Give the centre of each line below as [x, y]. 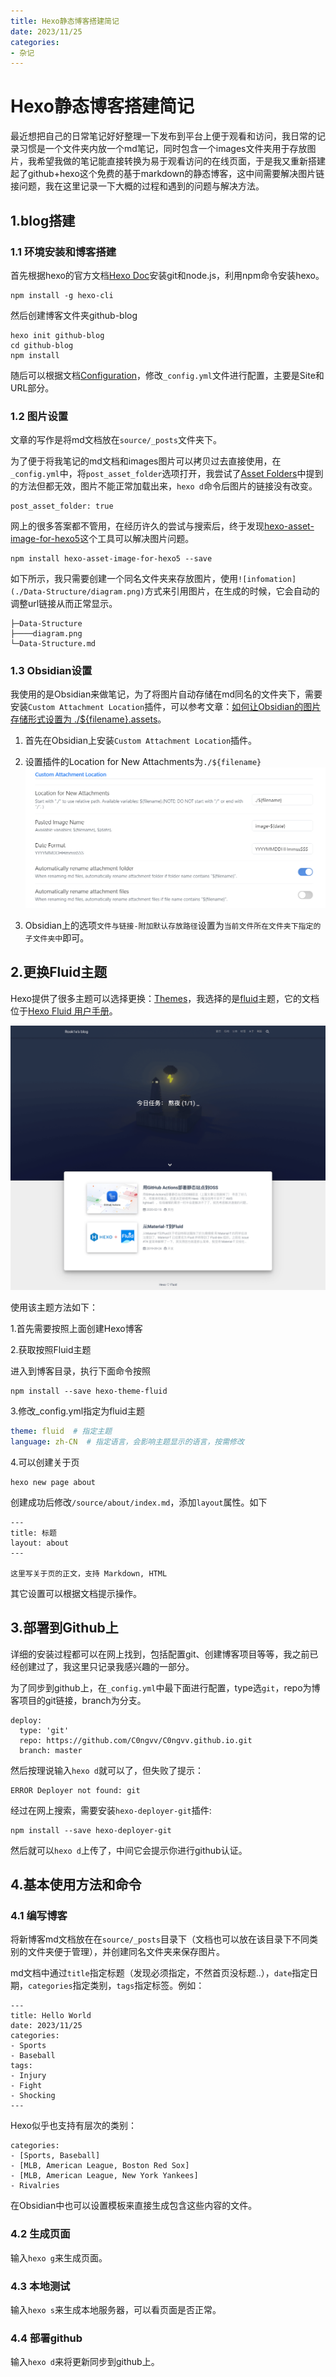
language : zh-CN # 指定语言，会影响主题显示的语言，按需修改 [127, 1441]
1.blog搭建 [43, 220]
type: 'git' [44, 1730]
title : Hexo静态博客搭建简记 [65, 21]
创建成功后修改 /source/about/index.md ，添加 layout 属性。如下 [139, 1502]
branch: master [51, 1750]
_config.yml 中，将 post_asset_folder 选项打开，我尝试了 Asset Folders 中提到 [167, 474]
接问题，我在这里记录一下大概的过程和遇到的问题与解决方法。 [137, 186]
